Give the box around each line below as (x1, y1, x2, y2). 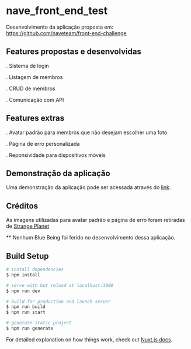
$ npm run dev (6, 288, 41, 294)
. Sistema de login (6, 62, 50, 69)
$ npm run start (6, 309, 46, 316)
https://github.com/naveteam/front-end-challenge (6, 29, 127, 36)
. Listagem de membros (6, 73, 63, 80)
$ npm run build (6, 304, 46, 310)
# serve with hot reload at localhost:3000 (6, 282, 114, 288)
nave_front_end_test (6, 4, 108, 18)
